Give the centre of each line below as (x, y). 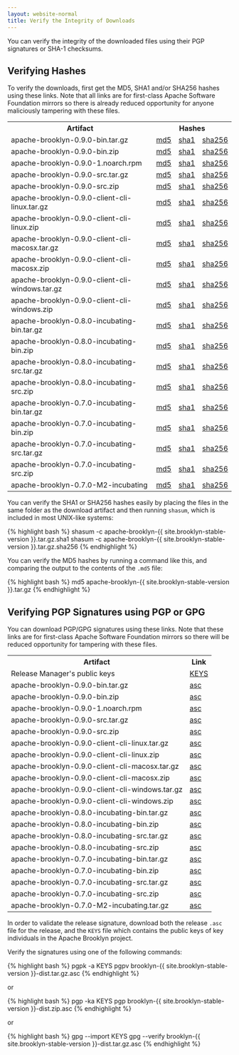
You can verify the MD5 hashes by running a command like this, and (107, 561)
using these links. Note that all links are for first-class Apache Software (111, 96)
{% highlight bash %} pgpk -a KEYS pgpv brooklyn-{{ (86, 966)
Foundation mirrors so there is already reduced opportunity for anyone (111, 103)
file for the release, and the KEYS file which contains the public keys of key (116, 931)
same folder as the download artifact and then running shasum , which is (111, 510)
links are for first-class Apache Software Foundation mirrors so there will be (118, 637)
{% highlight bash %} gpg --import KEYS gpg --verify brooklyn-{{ (104, 1036)
